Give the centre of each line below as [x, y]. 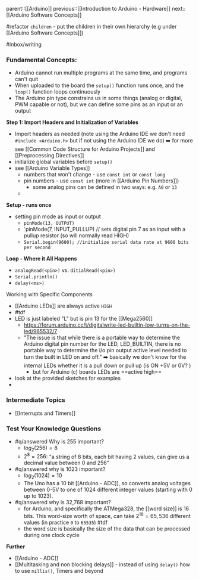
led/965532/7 [40, 331]
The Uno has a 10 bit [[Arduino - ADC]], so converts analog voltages [107, 483]
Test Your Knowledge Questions [54, 429]
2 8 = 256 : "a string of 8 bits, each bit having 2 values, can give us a [106, 456]
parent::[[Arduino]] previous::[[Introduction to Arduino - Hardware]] [89, 9]
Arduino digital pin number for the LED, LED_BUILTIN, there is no [102, 344]
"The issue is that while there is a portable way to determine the [102, 338]
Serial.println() [36, 277]
